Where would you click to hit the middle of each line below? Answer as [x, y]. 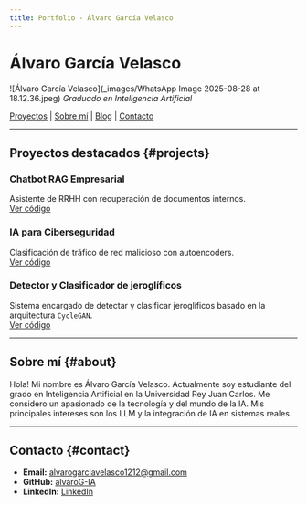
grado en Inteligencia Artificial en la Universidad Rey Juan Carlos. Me [140, 394]
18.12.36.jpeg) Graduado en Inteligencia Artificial [101, 98]
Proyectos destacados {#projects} [110, 153]
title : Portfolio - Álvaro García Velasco [91, 18]
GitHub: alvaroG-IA [59, 482]
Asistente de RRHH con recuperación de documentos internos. [128, 199]
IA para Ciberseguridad [63, 232]
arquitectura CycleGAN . [51, 315]
